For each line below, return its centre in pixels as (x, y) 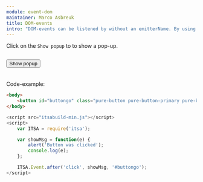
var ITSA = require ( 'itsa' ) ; (54, 128)
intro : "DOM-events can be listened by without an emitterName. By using (101, 29)
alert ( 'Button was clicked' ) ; (66, 145)
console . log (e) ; (48, 151)
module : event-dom (29, 12)
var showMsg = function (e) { (54, 140)
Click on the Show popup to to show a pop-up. (62, 46)
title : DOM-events (29, 23)
